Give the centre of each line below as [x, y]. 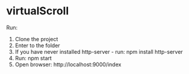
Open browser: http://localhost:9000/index [68, 64]
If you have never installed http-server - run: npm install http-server [99, 51]
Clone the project [36, 39]
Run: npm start [33, 58]
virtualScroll [38, 11]
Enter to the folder [37, 45]
